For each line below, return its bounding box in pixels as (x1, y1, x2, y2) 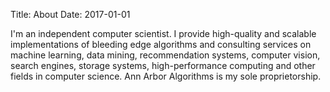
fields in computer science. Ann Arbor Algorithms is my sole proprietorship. (10, 70, 322, 82)
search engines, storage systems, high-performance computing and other (10, 60, 316, 71)
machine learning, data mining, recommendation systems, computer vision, (10, 49, 321, 61)
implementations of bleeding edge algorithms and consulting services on (10, 39, 312, 50)
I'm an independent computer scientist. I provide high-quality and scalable (10, 28, 317, 39)
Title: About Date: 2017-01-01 (10, 9, 131, 20)
